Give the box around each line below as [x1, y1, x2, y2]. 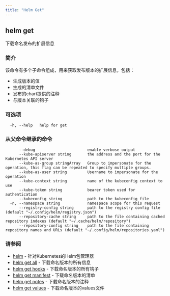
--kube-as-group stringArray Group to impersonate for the [18, 161, 152, 166]
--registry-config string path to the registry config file [18, 205, 160, 210]
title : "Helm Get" [5, 7, 44, 13]
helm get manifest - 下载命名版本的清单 [12, 272, 96, 278]
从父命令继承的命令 [5, 136, 52, 143]
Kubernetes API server [5, 156, 53, 162]
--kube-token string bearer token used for [18, 187, 136, 193]
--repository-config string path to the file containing [18, 223, 149, 228]
